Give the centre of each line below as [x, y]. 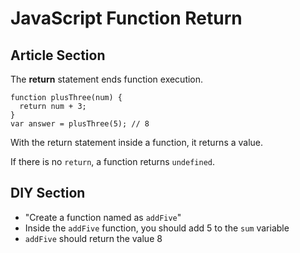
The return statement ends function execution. [107, 79]
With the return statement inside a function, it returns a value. [137, 142]
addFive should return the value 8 [93, 238]
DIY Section [48, 193]
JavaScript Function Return [126, 18]
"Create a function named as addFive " [103, 217]
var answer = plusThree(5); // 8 [80, 124]
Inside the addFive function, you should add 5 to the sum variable [157, 228]
